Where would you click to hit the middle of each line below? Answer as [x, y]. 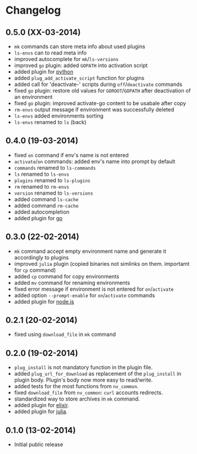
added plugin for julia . [41, 412]
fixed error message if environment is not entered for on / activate [94, 289]
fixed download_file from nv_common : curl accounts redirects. [89, 393]
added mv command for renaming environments [72, 282]
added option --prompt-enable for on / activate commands [85, 295]
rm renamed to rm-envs [42, 186]
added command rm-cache [46, 205]
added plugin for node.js [44, 301]
